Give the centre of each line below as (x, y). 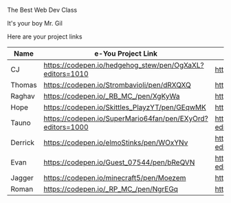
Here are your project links (45, 36)
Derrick (23, 142)
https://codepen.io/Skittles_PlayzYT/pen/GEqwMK (125, 107)
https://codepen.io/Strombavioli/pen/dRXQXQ (117, 85)
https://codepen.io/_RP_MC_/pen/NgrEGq (111, 189)
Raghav (23, 96)
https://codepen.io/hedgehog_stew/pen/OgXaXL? (124, 65)
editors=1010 (66, 74)
